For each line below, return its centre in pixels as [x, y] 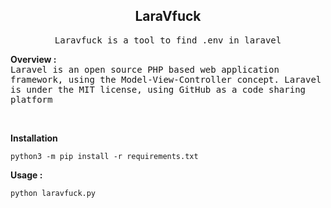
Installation [34, 138]
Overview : [33, 59]
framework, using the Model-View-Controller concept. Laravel [166, 79]
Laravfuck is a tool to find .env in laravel [168, 40]
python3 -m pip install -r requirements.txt [104, 156]
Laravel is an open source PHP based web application [145, 69]
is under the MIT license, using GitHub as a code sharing [158, 89]
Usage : [26, 175]
